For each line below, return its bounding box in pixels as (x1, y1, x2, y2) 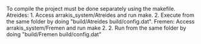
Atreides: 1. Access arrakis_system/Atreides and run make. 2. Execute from (6, 11, 195, 19)
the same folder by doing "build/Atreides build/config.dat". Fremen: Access (6, 18, 195, 25)
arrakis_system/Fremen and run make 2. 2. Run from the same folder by (6, 24, 187, 31)
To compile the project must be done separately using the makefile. (6, 5, 175, 12)
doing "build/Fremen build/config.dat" (6, 31, 102, 38)
